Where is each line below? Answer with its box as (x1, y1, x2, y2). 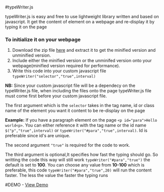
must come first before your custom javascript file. (5, 93, 107, 99)
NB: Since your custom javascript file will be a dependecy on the (5, 83, 136, 88)
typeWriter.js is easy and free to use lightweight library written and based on (5, 14, 159, 19)
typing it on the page (5, 24, 47, 30)
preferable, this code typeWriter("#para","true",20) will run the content (5, 167, 152, 173)
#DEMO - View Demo (5, 182, 48, 188)
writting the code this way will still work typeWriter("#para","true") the (5, 157, 150, 163)
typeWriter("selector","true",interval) (12, 74, 96, 79)
